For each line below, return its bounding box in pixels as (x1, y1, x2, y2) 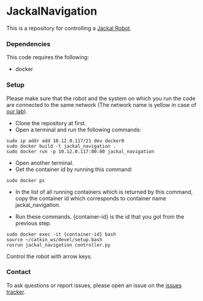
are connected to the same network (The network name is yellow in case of (6, 101, 197, 108)
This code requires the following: (6, 54, 89, 61)
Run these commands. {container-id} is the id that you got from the (15, 212, 185, 220)
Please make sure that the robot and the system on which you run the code (6, 95, 196, 102)
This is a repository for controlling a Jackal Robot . (6, 24, 131, 32)
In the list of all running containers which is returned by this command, (15, 188, 193, 195)
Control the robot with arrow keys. (6, 252, 93, 260)
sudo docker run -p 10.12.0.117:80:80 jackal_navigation (6, 148, 155, 154)
